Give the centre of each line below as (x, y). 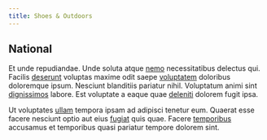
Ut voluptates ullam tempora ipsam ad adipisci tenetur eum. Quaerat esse (131, 110)
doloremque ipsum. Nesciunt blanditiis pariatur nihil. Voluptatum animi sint (133, 85)
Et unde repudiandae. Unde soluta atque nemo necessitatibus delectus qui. (134, 68)
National (31, 49)
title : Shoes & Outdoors (50, 16)
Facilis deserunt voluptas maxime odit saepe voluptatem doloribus (119, 77)
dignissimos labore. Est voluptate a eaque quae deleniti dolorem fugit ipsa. (133, 94)
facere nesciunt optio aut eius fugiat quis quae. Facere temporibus (120, 119)
